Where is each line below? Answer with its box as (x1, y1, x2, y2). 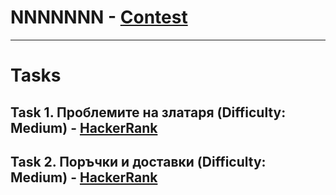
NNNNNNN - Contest (10, 6, 188, 29)
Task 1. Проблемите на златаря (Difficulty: (10, 104, 287, 121)
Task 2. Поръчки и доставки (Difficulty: (10, 153, 267, 170)
